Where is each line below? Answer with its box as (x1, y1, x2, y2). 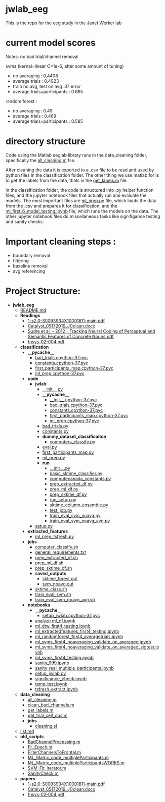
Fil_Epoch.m (27, 744, 53, 750)
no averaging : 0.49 (12, 107, 53, 113)
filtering (12, 258, 29, 264)
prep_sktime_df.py (49, 491, 87, 497)
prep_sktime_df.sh (35, 565, 72, 571)
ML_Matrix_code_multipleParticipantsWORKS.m (27, 759, 125, 766)
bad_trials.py (42, 423, 69, 429)
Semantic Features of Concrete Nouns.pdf (27, 333, 114, 339)
